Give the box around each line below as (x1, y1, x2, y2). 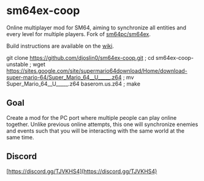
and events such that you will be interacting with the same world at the (6, 127, 185, 135)
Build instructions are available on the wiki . (6, 42, 115, 50)
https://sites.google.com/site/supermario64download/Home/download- (6, 67, 188, 74)
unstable (6, 61, 29, 68)
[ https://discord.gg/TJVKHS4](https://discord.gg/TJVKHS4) (6, 168, 157, 175)
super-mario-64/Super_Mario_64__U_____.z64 (6, 73, 122, 81)
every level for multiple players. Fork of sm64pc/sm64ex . (6, 30, 151, 37)
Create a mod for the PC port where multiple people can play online (6, 114, 177, 121)
